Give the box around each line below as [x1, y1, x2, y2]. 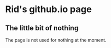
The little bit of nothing [5, 24, 79, 32]
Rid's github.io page [5, 4, 92, 15]
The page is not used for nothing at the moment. [5, 37, 106, 43]
